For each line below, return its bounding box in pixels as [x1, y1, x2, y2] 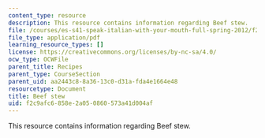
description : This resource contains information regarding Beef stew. [8, 19, 248, 27]
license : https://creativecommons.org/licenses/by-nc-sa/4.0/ [8, 48, 217, 56]
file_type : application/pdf [8, 33, 101, 42]
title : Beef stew [8, 92, 65, 100]
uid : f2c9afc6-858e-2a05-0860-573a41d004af [8, 99, 154, 107]
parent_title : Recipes [8, 63, 83, 71]
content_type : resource [8, 11, 87, 20]
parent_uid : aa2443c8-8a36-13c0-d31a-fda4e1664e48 [8, 77, 178, 85]
